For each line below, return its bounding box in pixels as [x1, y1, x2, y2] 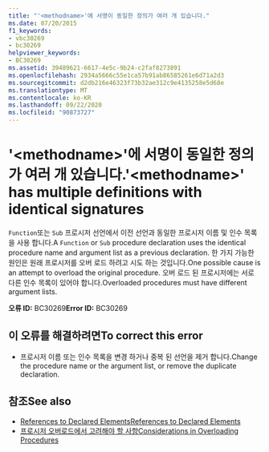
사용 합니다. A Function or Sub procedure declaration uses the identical [16, 237, 247, 247]
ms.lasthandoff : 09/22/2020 [8, 101, 103, 109]
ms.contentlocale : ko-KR [8, 94, 92, 102]
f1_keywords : [8, 26, 52, 34]
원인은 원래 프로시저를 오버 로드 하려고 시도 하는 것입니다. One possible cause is [8, 257, 261, 267]
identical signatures [8, 200, 145, 219]
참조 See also [8, 394, 71, 409]
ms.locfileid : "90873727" [8, 109, 95, 117]
